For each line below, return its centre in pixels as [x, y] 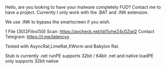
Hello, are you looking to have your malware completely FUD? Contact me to [83, 7]
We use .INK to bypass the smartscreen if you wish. [58, 22]
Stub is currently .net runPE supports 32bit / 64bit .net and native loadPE [79, 56]
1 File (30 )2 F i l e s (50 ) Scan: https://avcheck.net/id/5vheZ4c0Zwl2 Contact [80, 31]
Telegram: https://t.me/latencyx [37, 37]
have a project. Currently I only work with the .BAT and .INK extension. [77, 12]
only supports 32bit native [32, 61]
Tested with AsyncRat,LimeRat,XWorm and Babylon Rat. [62, 46]
